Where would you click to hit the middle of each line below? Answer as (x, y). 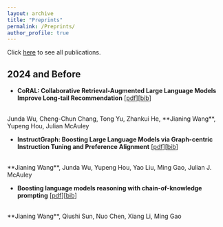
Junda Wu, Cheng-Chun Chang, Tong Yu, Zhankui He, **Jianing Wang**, (111, 119)
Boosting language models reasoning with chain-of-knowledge (109, 188)
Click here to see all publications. (54, 52)
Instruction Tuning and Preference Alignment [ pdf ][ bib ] (98, 147)
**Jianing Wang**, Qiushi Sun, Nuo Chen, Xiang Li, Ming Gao (95, 216)
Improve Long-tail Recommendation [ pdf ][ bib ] (84, 98)
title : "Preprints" (35, 20)
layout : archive (30, 13)
